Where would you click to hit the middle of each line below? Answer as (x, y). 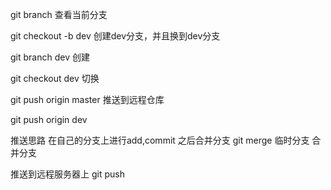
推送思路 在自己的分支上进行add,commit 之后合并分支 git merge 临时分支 (160, 140)
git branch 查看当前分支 (59, 14)
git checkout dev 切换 (55, 78)
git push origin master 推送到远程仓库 (87, 99)
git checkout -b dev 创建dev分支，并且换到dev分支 (115, 36)
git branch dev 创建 (50, 57)
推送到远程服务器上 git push (67, 174)
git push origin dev (49, 119)
